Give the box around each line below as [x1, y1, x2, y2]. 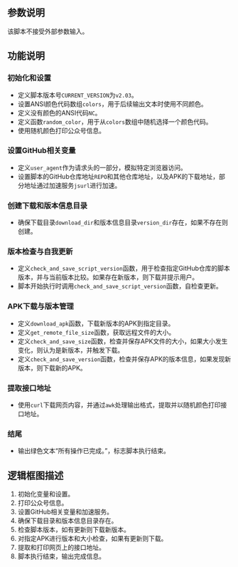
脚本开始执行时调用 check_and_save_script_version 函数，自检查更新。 [17, 282, 222, 291]
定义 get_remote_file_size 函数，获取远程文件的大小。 [17, 328, 175, 336]
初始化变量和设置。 [17, 490, 75, 499]
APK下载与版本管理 [7, 301, 75, 311]
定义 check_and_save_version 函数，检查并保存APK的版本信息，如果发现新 [17, 355, 232, 363]
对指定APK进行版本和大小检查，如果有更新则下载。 [17, 534, 168, 543]
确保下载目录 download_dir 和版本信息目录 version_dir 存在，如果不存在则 [17, 218, 229, 227]
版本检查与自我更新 [7, 246, 73, 256]
